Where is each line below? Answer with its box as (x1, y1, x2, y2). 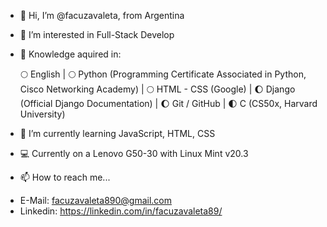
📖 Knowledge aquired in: (19, 48, 122, 60)
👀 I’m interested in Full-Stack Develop (19, 29, 175, 40)
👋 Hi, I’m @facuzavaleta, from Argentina (19, 10, 185, 21)
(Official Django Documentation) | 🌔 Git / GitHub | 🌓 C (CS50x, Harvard (19, 98, 318, 109)
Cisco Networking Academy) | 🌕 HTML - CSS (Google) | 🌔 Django (19, 83, 296, 95)
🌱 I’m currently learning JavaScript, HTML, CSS (19, 128, 216, 139)
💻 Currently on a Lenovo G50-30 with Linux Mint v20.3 (19, 148, 249, 159)
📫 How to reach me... (19, 171, 111, 183)
